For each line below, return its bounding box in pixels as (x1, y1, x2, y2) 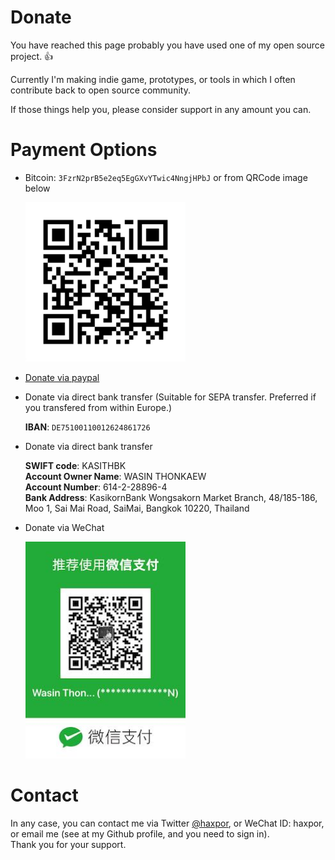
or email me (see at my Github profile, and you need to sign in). (10, 828, 270, 840)
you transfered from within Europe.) (24, 402, 173, 414)
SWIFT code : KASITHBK (24, 460, 127, 472)
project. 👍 (10, 50, 54, 62)
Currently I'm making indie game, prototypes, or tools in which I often (10, 73, 296, 85)
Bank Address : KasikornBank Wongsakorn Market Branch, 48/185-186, (24, 492, 318, 504)
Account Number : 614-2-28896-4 (24, 481, 168, 493)
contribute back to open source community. (10, 84, 191, 96)
